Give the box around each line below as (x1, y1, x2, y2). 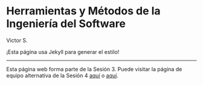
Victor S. (6, 37, 28, 44)
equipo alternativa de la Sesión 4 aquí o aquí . (6, 72, 119, 79)
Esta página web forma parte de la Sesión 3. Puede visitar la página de (6, 65, 182, 72)
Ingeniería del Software (6, 17, 126, 31)
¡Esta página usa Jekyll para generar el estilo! (6, 48, 120, 55)
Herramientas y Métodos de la (6, 4, 161, 18)
